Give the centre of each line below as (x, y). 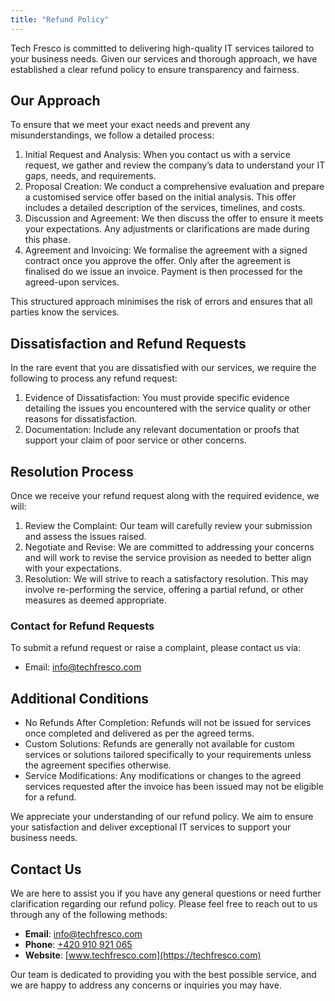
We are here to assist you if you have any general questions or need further (166, 893)
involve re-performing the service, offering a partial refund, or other (164, 590)
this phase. (47, 240)
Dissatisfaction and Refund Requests (128, 343)
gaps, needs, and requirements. (90, 176)
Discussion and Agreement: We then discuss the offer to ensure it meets (174, 218)
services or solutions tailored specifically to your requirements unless (168, 755)
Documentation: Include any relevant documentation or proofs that (162, 430)
